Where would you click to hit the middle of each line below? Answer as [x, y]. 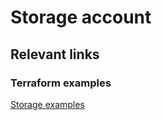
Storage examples [47, 104]
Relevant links [55, 54]
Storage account [81, 17]
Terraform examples [61, 83]
